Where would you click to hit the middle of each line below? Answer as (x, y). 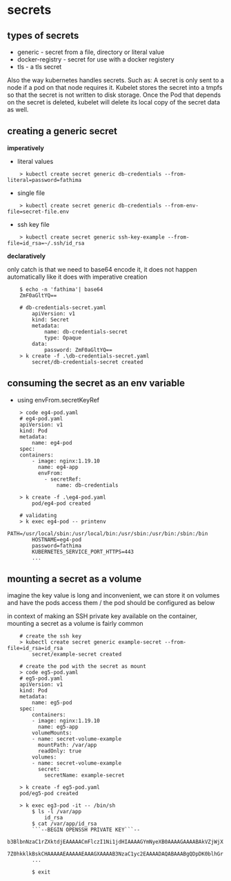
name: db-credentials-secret (86, 332)
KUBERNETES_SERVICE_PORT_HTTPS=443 (83, 552)
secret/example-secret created (77, 655)
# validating (38, 515)
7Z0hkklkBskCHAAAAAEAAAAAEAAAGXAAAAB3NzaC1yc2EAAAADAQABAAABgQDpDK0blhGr (115, 854)
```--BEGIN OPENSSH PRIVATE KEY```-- (86, 830)
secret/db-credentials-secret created (88, 362)
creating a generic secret (62, 131)
